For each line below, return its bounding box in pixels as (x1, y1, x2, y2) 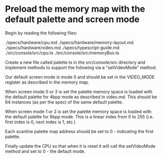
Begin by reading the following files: (5, 30, 77, 36)
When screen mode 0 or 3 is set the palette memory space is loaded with (5, 89, 153, 94)
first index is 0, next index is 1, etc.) (5, 119, 76, 125)
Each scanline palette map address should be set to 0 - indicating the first (5, 128, 154, 134)
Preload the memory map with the (5, 3, 145, 15)
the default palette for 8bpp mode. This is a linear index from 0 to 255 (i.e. (5, 113, 154, 119)
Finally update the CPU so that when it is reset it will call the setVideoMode (5, 143, 156, 149)
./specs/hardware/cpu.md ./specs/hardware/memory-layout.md (5, 39, 134, 45)
